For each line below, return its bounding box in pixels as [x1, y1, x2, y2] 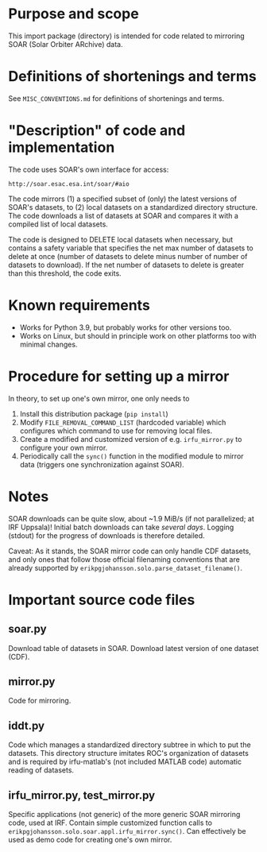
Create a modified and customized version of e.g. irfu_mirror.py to [19, 434, 242, 443]
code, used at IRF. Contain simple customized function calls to [8, 818, 213, 827]
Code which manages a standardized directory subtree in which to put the [8, 740, 252, 749]
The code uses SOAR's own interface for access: [8, 165, 169, 174]
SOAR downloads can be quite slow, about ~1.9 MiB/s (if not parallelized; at [8, 513, 254, 523]
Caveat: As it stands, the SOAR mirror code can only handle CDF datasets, [8, 546, 252, 556]
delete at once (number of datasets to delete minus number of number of [8, 251, 248, 261]
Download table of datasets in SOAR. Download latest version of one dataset [8, 643, 259, 653]
